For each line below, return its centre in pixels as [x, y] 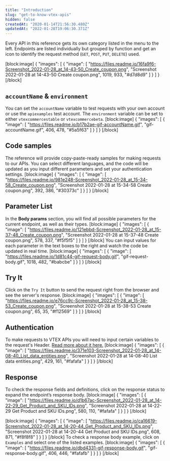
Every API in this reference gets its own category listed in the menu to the [82, 43]
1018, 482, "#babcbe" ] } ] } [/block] [64, 261]
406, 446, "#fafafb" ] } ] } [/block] [83, 453]
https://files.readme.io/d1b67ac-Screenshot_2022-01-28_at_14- [96, 400]
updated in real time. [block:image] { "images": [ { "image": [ [68, 251]
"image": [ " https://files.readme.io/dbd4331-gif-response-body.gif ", [76, 448]
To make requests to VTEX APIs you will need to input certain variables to [82, 340]
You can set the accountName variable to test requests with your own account [85, 108]
